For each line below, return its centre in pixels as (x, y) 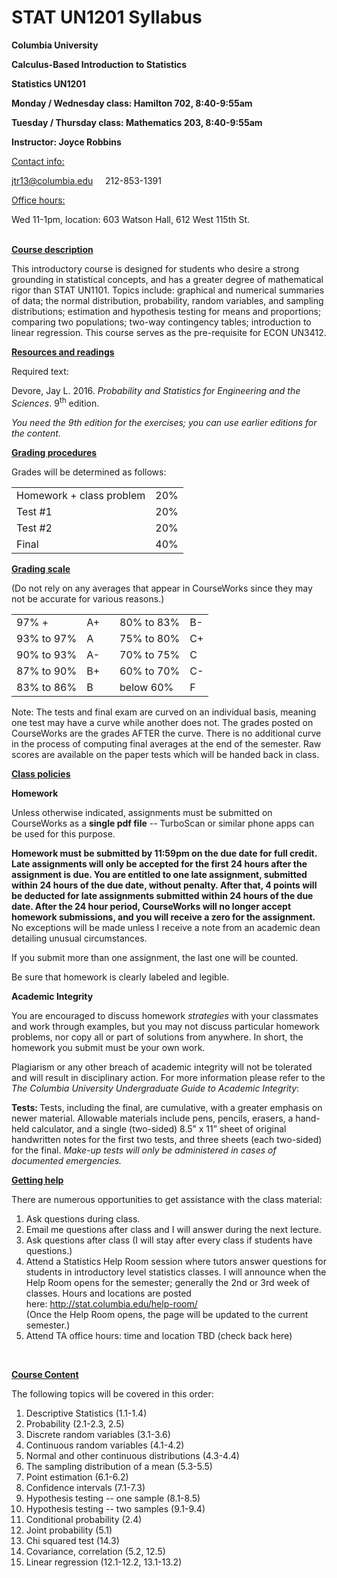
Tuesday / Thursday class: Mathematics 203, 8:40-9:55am (137, 122)
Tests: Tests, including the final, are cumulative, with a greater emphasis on (167, 1107)
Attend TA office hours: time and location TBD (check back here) (159, 1335)
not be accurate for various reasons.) (88, 598)
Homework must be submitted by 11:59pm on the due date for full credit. (164, 853)
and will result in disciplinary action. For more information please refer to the (168, 1077)
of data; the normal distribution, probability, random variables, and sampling (167, 300)
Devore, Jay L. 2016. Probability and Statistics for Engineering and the (156, 390)
